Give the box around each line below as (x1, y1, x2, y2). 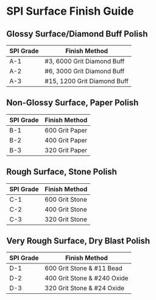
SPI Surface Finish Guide (6, 4, 134, 18)
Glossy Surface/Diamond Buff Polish (6, 29, 148, 39)
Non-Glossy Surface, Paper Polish (6, 98, 139, 108)
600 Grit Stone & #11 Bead (44, 264, 123, 273)
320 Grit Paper (44, 145, 88, 154)
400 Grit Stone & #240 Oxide (44, 274, 129, 282)
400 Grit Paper (44, 136, 88, 144)
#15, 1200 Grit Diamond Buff (44, 77, 129, 85)
